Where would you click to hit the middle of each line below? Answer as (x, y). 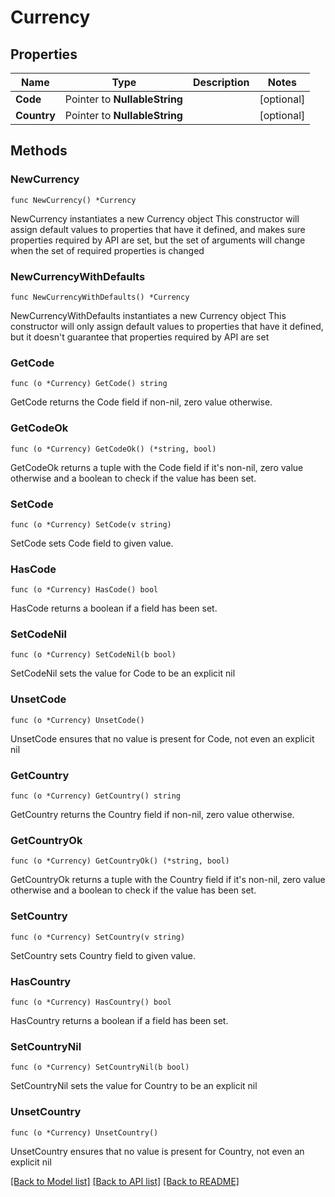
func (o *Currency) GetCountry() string (96, 796)
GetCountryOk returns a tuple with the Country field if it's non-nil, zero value (168, 880)
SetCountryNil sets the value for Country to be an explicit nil (134, 1086)
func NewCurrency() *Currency (73, 200)
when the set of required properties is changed (107, 250)
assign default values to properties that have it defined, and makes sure (158, 229)
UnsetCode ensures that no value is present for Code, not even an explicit (162, 738)
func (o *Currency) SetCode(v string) (91, 524)
